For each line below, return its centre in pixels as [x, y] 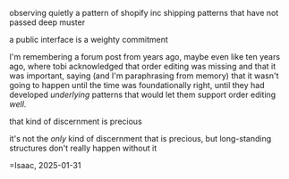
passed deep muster [47, 22]
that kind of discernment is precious [76, 121]
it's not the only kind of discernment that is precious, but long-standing [140, 138]
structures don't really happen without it [83, 148]
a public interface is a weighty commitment [89, 40]
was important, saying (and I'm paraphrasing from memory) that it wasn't [144, 76]
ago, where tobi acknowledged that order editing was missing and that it [142, 66]
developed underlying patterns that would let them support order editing [143, 94]
